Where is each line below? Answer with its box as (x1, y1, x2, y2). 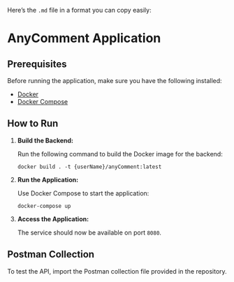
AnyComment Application (7, 31, 161, 46)
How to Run (7, 118, 59, 130)
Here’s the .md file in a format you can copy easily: (7, 6, 152, 14)
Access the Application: (17, 214, 89, 223)
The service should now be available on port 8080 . (17, 228, 162, 237)
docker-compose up (17, 202, 71, 209)
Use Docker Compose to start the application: (17, 188, 149, 198)
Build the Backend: (17, 136, 74, 144)
